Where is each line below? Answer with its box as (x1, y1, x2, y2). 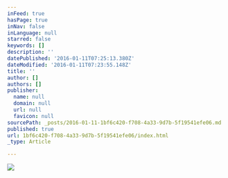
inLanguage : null (7, 29, 58, 37)
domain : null (13, 100, 51, 107)
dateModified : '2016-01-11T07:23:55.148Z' (7, 61, 132, 68)
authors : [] (7, 81, 42, 88)
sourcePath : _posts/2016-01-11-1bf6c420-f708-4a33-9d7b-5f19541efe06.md (7, 119, 222, 126)
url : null (13, 106, 42, 113)
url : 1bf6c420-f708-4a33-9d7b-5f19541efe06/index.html (7, 132, 169, 139)
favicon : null (13, 112, 54, 119)
